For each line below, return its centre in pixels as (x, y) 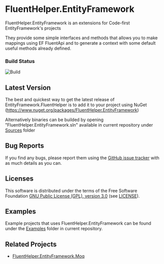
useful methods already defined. (38, 48)
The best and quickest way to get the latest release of (60, 100)
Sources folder (20, 131)
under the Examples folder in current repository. (54, 229)
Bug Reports (25, 146)
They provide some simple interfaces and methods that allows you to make (82, 38)
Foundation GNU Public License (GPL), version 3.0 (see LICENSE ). (72, 196)
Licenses (19, 179)
